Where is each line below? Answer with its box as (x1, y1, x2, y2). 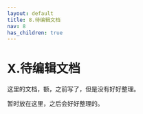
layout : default (7, 10, 54, 17)
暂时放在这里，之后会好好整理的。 (7, 100, 104, 108)
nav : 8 (7, 23, 26, 30)
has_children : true (7, 29, 63, 36)
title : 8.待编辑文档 (7, 16, 60, 23)
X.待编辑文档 (7, 61, 81, 76)
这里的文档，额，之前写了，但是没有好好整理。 (7, 85, 140, 93)
